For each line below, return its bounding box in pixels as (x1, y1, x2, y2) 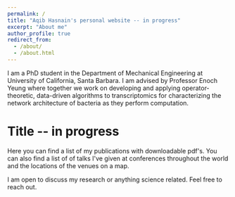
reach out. (7, 182, 37, 191)
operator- (182, 84, 210, 92)
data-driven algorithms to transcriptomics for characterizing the (36, 91, 222, 99)
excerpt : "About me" (7, 23, 68, 30)
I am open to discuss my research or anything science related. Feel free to (7, 175, 223, 184)
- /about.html (13, 50, 55, 57)
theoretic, (7, 91, 35, 99)
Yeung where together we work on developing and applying (7, 84, 181, 92)
